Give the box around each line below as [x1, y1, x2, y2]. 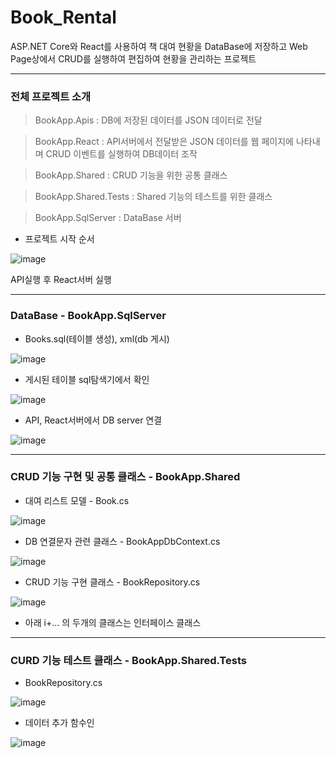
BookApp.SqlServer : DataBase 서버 [34, 212, 182, 224]
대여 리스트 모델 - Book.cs [24, 494, 130, 506]
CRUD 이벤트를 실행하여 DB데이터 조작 [45, 148, 198, 160]
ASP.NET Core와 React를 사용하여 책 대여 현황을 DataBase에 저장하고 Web [10, 40, 308, 52]
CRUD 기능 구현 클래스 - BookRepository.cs [24, 576, 201, 588]
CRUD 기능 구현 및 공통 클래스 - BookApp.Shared [10, 470, 241, 484]
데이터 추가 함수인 [24, 717, 95, 729]
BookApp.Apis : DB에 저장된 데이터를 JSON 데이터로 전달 [34, 114, 263, 126]
